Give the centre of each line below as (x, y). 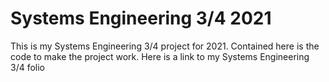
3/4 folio (28, 67)
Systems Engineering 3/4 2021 (141, 18)
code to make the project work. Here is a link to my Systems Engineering (160, 56)
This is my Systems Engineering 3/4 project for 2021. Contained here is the (165, 46)
